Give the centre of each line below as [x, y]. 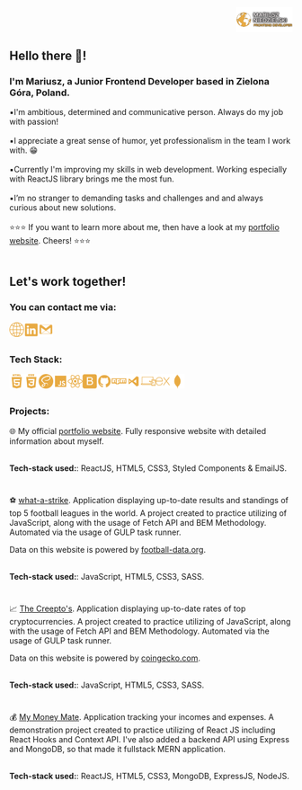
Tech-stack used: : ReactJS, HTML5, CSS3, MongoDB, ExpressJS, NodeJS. [149, 777]
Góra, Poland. [40, 93]
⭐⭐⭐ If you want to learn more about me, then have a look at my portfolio [145, 227]
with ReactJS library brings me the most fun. [92, 179]
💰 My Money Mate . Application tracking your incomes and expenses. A [142, 717]
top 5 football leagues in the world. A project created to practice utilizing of [148, 513]
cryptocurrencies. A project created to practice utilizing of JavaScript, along [150, 622]
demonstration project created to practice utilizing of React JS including [142, 730]
